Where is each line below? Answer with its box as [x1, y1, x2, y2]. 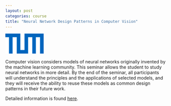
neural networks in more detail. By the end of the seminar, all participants [5, 69, 159, 76]
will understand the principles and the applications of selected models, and [5, 75, 163, 81]
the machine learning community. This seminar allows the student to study [5, 64, 162, 70]
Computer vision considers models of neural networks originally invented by [5, 59, 166, 65]
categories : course [5, 13, 47, 19]
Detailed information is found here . [5, 95, 78, 101]
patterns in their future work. [5, 86, 66, 92]
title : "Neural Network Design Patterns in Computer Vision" [5, 19, 138, 24]
